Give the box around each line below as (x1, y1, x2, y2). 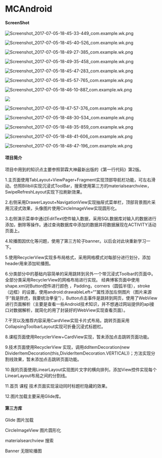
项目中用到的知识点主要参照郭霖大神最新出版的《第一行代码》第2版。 (5, 166, 144, 172)
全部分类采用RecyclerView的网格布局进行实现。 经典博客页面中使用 (5, 277, 140, 282)
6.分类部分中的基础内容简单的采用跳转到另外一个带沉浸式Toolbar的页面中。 (5, 271, 156, 277)
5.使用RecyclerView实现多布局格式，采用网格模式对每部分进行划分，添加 (5, 254, 151, 260)
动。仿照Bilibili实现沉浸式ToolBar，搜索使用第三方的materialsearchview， (5, 183, 152, 189)
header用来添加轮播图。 (5, 261, 53, 266)
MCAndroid (5, 3, 52, 15)
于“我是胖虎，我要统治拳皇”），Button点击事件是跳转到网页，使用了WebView (5, 295, 158, 301)
